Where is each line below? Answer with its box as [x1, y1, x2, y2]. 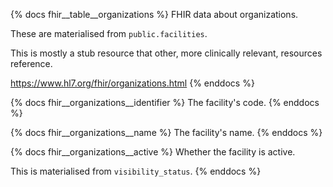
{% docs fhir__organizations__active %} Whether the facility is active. [10, 146, 296, 158]
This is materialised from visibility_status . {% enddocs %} [10, 165, 262, 177]
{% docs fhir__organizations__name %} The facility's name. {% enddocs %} [10, 127, 323, 138]
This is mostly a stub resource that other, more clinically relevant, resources [10, 47, 323, 59]
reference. [10, 58, 53, 69]
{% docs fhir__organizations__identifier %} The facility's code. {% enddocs [10, 97, 320, 108]
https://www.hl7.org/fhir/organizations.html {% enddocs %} [10, 77, 255, 89]
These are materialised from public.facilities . [10, 28, 208, 39]
